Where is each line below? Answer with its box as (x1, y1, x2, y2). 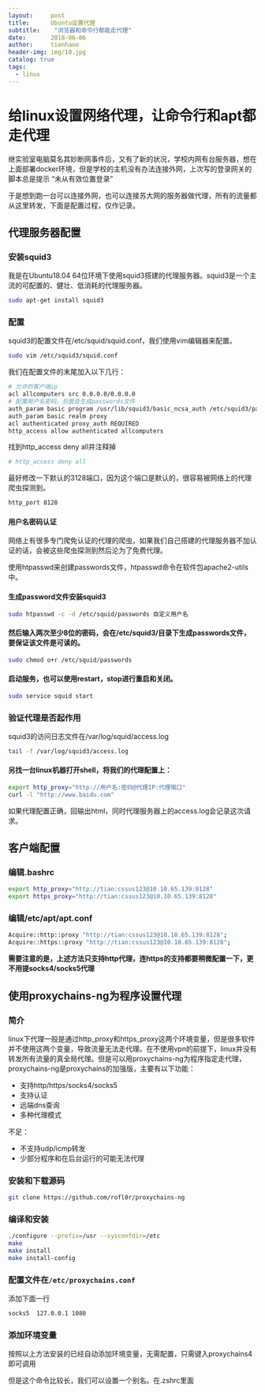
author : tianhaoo (8, 41, 80, 49)
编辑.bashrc (8, 867, 55, 878)
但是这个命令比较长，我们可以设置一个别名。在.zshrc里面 (8, 1375, 195, 1386)
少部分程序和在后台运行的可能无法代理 (19, 1154, 144, 1163)
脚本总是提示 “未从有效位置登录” (8, 174, 114, 183)
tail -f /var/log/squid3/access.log (8, 747, 129, 755)
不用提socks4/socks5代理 (8, 964, 95, 974)
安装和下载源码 (8, 1175, 65, 1186)
